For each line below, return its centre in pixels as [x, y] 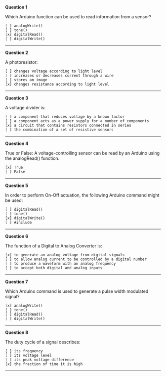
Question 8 [17, 332]
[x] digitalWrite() [25, 218]
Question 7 [17, 282]
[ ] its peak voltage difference [40, 360]
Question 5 [17, 186]
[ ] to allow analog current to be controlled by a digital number [76, 259]
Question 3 [17, 98]
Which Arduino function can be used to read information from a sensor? [78, 17]
